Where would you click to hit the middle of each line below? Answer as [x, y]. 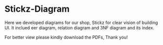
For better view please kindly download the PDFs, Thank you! [66, 37]
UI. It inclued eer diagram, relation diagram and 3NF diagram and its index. [80, 27]
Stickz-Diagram [37, 9]
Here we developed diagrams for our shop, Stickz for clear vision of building [81, 22]
